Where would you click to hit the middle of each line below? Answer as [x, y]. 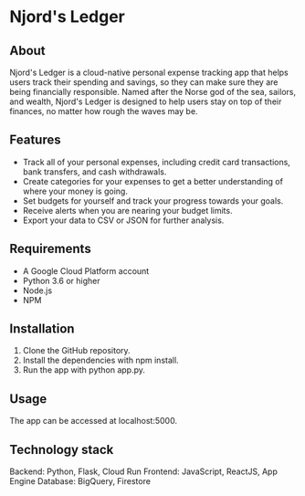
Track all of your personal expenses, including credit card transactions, [156, 162]
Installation [42, 329]
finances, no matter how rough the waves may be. [104, 111]
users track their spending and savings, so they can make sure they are [144, 82]
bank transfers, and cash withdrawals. [95, 172]
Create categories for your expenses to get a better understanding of [152, 181]
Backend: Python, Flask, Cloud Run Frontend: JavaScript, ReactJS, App [144, 471]
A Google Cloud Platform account [86, 270]
